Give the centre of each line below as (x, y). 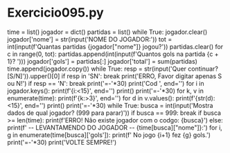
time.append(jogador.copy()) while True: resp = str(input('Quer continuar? (113, 69)
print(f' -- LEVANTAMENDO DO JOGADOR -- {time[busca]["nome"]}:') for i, (115, 127)
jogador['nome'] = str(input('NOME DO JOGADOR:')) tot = (90, 39)
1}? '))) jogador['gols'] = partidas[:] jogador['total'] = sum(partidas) (102, 61)
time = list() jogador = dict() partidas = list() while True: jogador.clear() (107, 32)
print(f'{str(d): (195, 98)
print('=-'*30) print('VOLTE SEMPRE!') (62, 142)
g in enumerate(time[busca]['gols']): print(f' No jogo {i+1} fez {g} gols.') (109, 135)
